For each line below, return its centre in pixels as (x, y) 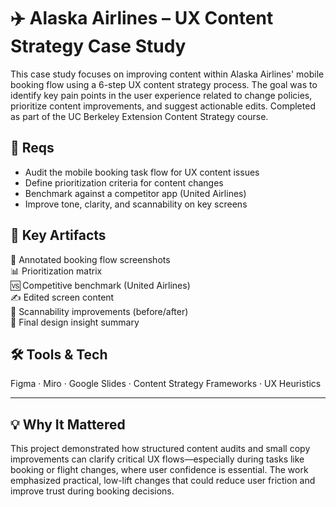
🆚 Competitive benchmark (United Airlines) (100, 285)
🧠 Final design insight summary (75, 322)
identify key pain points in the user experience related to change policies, (161, 95)
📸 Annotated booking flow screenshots (90, 259)
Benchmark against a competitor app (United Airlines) (135, 193)
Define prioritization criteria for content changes (124, 182)
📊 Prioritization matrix (56, 271)
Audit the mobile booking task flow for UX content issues (142, 172)
